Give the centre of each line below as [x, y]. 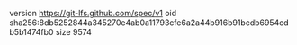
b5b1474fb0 [31, 32]
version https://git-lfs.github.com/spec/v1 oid [93, 13]
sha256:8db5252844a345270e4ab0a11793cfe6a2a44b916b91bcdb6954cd [149, 22]
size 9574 [73, 32]
